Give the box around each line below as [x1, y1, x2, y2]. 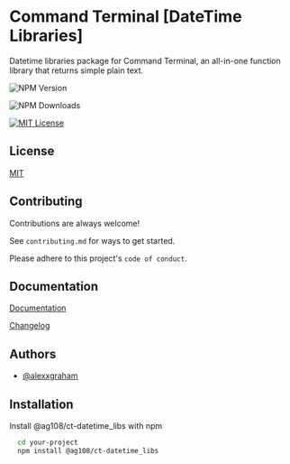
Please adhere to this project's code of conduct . [9, 253, 187, 264]
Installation [9, 396, 74, 412]
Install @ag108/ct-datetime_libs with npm [9, 421, 163, 431]
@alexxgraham [22, 370, 78, 381]
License [9, 144, 55, 159]
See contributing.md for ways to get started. [9, 235, 176, 246]
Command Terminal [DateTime [9, 6, 242, 27]
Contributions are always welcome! [9, 218, 140, 228]
